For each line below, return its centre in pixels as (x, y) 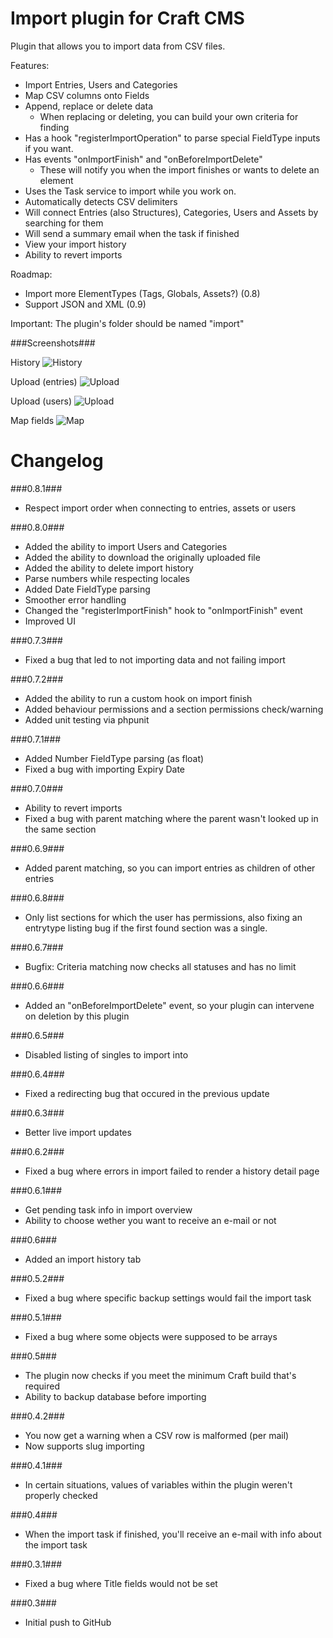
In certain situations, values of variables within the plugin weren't (158, 1484)
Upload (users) (41, 401)
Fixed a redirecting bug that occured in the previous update (147, 1093)
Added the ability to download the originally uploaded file (142, 557)
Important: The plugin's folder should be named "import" (127, 323)
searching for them (64, 223)
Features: (30, 65)
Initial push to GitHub (68, 1622)
